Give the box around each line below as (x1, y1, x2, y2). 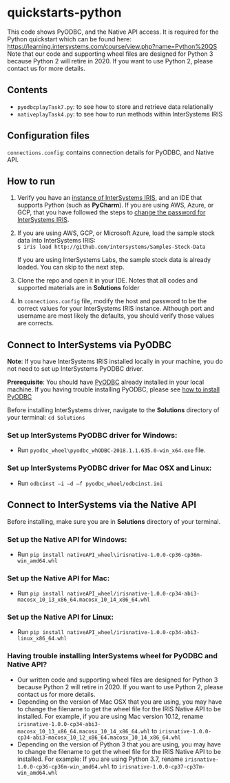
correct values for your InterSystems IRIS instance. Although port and (17, 305, 215, 313)
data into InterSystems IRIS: (17, 236, 96, 245)
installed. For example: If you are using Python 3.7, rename (17, 755, 184, 763)
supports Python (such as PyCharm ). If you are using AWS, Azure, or (17, 201, 214, 210)
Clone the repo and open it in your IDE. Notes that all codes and (17, 276, 198, 285)
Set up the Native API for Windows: (7, 534, 127, 544)
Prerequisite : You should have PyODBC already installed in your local (7, 378, 205, 387)
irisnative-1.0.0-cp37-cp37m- (118, 763, 205, 770)
